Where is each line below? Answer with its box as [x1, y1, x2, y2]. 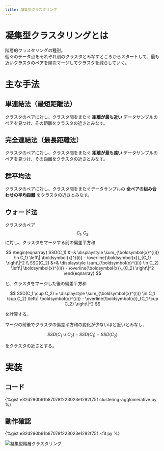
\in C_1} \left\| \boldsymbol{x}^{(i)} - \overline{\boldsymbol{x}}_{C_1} [14, 255, 151, 261]
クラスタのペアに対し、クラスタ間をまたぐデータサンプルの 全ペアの [5, 186, 144, 192]
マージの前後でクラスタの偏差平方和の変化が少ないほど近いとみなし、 [5, 321, 147, 327]
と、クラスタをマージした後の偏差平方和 [5, 280, 87, 286]
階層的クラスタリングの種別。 [5, 47, 65, 53]
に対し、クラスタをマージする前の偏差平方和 [5, 239, 96, 245]
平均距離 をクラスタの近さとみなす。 [18, 192, 92, 198]
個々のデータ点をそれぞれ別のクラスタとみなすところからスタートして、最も [5, 53, 160, 59]
